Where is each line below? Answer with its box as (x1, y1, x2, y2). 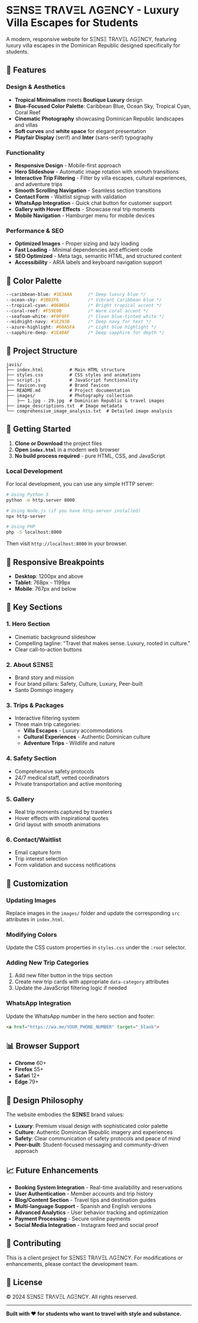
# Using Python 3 (6, 491, 49, 498)
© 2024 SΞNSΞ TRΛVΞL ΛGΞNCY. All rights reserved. (6, 1293, 138, 1300)
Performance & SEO (6, 226, 64, 234)
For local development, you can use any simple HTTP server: (6, 480, 154, 487)
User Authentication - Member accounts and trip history (14, 1190, 153, 1198)
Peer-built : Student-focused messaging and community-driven (14, 1141, 169, 1149)
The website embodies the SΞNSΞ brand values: (6, 1111, 125, 1118)
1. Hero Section (6, 620, 50, 628)
